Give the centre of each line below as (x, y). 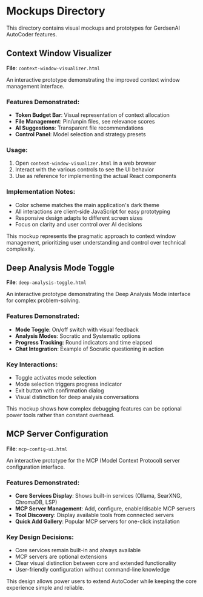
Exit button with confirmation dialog (59, 391)
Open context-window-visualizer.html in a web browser (85, 163)
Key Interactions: (32, 364)
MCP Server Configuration (57, 434)
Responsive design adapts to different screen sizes (79, 218)
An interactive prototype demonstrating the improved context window (93, 79)
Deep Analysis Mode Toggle (61, 268)
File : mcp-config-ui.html (37, 449)
